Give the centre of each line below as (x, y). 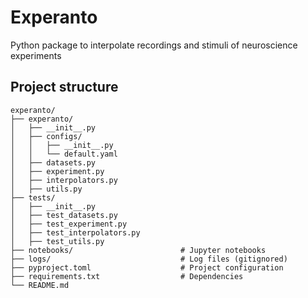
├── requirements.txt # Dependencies (127, 276)
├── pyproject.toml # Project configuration (147, 267)
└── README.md (40, 285)
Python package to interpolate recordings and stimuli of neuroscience (154, 45)
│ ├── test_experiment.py (69, 224)
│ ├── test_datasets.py (64, 215)
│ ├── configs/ (46, 136)
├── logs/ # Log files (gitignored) (149, 259)
